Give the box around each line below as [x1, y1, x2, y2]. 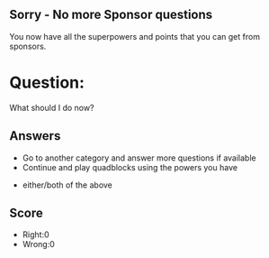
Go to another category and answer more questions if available [22, 152, 256, 163]
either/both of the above [22, 180, 112, 190]
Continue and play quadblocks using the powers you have [22, 161, 238, 172]
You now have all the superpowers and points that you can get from [9, 31, 261, 41]
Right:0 [22, 229, 49, 240]
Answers [9, 128, 61, 143]
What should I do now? [9, 102, 94, 113]
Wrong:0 [22, 239, 56, 250]
